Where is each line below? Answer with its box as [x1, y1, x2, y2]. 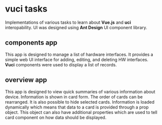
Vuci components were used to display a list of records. [5, 62, 117, 67]
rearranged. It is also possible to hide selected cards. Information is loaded [5, 99, 155, 105]
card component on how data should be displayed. [5, 114, 107, 120]
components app [5, 39, 58, 47]
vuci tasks [5, 3, 48, 15]
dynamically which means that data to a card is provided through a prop [5, 104, 149, 110]
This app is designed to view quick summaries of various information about [5, 89, 155, 94]
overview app [5, 76, 48, 84]
